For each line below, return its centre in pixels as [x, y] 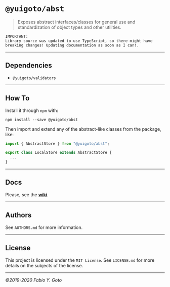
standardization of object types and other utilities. [69, 27]
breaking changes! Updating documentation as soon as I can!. [72, 45]
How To [17, 98]
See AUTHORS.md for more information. [44, 227]
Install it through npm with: [32, 110]
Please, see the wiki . [27, 194]
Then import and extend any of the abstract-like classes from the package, [83, 129]
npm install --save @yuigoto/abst [42, 120]
